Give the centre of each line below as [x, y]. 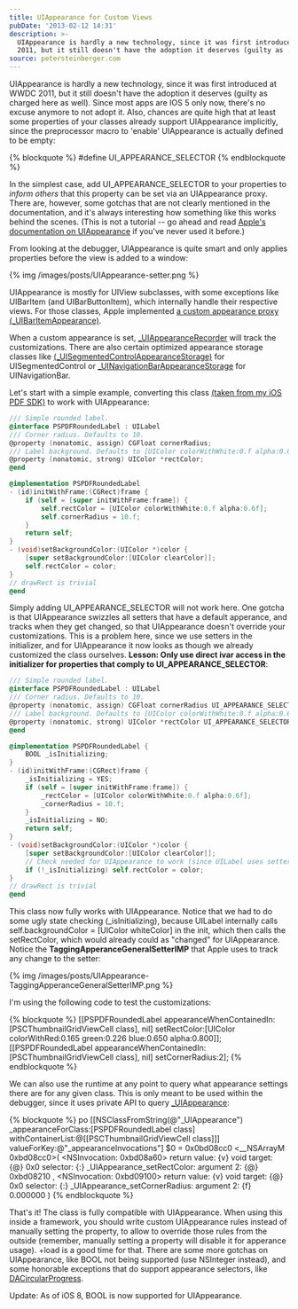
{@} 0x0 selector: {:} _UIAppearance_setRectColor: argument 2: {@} [134, 1167]
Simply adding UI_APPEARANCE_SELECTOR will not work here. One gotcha [147, 607]
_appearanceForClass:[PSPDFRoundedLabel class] [102, 1129]
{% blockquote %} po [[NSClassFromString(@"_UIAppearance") [126, 1120]
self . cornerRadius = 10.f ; [91, 517]
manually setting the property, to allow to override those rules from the [138, 1231]
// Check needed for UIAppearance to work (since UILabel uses [145, 861]
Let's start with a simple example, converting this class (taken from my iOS [145, 392]
